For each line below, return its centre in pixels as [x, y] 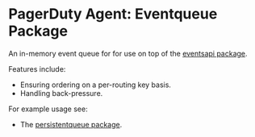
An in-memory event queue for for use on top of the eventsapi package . [128, 53]
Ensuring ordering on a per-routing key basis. [96, 85]
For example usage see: [48, 109]
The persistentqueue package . [71, 124]
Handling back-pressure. [61, 93]
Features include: [37, 68]
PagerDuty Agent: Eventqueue [113, 14]
